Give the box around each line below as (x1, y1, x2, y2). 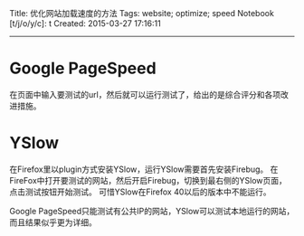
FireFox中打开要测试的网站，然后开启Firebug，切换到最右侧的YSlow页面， (9, 175, 288, 185)
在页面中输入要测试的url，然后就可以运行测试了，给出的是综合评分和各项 (9, 89, 281, 99)
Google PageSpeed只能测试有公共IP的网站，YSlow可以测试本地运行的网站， (9, 205, 295, 216)
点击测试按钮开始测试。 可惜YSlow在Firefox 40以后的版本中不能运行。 (9, 186, 271, 197)
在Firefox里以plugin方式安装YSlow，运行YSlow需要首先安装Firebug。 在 (9, 164, 279, 175)
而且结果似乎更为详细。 (9, 216, 97, 228)
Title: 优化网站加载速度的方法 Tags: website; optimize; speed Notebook (9, 8, 274, 18)
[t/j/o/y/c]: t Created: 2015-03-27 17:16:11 (9, 18, 161, 29)
